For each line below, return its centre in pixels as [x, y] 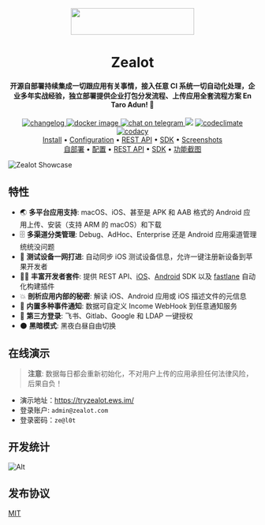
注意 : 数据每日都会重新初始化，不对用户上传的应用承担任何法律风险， [140, 373]
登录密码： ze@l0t [48, 420]
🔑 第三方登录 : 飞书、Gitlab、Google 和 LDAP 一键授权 [106, 316]
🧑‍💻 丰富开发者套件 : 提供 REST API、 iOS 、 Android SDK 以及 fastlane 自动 [138, 276]
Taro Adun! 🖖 [132, 104]
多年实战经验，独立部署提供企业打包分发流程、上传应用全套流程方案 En [136, 96]
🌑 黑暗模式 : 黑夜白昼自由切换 [68, 326]
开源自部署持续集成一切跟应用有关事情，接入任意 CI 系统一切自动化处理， [129, 85]
